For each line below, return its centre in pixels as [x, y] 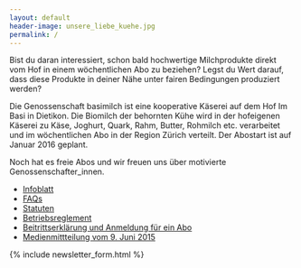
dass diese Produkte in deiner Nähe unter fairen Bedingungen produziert [145, 79]
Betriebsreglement [57, 218]
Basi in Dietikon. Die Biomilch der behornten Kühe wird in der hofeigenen [145, 116]
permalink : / [34, 34]
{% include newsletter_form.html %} [77, 254]
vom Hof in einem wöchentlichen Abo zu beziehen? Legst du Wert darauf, [147, 69]
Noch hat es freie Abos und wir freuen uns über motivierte [118, 162]
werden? [26, 89]
